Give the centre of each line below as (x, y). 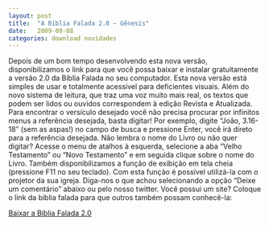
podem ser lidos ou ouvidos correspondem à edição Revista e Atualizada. (130, 104)
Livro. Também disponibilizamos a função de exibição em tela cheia (121, 164)
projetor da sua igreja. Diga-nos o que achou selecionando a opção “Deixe (132, 181)
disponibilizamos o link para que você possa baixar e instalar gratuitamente (134, 70)
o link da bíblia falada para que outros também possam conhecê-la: (120, 198)
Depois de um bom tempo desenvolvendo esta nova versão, (108, 61)
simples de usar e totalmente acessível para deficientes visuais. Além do (129, 87)
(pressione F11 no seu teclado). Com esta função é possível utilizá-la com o (133, 172)
